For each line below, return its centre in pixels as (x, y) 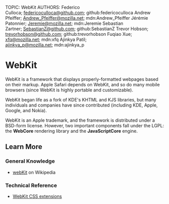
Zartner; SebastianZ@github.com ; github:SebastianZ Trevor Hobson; (77, 29)
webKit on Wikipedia (34, 172)
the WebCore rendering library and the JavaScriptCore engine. (72, 131)
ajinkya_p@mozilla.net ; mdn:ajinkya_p (45, 45)
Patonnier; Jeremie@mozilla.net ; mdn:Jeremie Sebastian (64, 23)
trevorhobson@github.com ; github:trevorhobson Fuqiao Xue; (69, 34)
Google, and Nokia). (26, 110)
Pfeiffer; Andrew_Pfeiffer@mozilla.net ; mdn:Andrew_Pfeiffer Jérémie (77, 18)
